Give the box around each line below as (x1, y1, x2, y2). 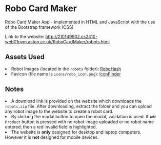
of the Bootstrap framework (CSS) (5, 24, 74, 30)
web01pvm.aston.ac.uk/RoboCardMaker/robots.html (5, 38, 110, 44)
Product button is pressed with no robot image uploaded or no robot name (5, 119, 154, 125)
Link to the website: (5, 34, 45, 39)
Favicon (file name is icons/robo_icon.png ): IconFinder (11, 71, 121, 77)
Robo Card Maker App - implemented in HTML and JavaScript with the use (5, 19, 156, 25)
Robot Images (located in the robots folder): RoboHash (11, 66, 121, 72)
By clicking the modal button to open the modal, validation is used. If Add (11, 113, 157, 119)
